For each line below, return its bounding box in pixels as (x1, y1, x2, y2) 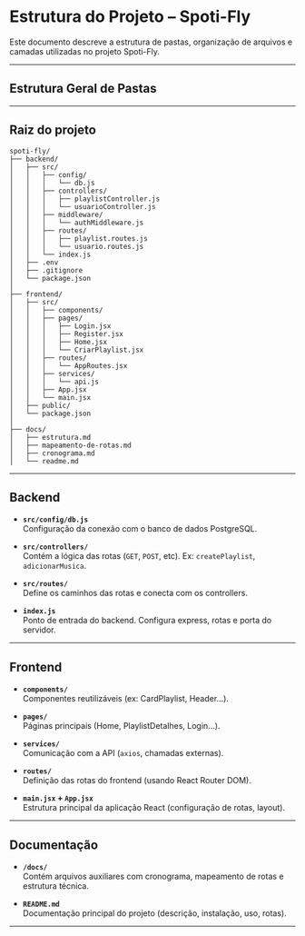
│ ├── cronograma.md (9, 448, 95, 458)
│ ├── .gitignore (9, 265, 84, 274)
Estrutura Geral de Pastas (9, 81, 157, 96)
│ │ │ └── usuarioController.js (9, 202, 156, 211)
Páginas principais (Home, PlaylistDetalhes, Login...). (22, 721, 221, 732)
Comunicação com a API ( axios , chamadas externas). (22, 748, 224, 759)
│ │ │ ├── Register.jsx (9, 329, 124, 338)
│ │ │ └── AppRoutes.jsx (9, 361, 128, 370)
